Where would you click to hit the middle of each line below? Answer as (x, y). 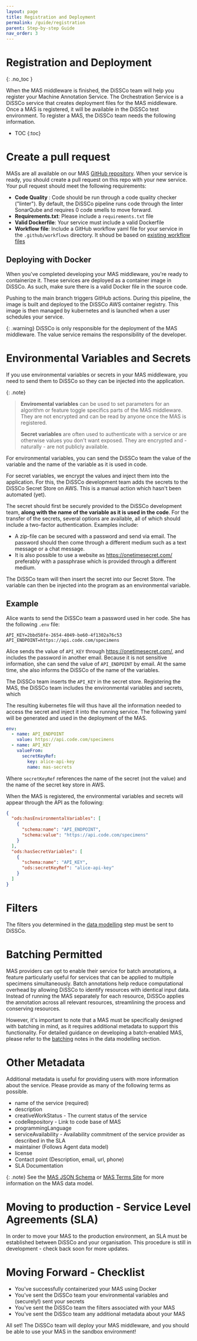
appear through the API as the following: (55, 802)
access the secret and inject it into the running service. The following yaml (96, 712)
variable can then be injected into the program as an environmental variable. (98, 585)
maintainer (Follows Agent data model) (61, 1147)
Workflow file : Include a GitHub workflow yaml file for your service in (99, 229)
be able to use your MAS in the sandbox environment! (71, 1332)
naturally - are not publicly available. (64, 447)
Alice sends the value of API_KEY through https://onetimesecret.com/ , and (95, 651)
